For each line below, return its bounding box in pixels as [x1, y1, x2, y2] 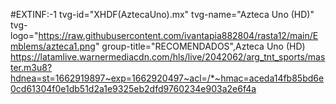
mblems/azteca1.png [10, 40, 96, 52]
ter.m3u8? [10, 62, 53, 73]
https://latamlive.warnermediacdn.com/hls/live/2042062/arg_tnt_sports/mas [10, 51, 326, 63]
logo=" [10, 30, 39, 41]
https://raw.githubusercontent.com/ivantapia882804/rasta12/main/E [38, 30, 319, 41]
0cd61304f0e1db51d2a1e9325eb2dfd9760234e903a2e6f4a [10, 83, 257, 94]
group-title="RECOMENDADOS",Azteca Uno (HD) [101, 40, 306, 52]
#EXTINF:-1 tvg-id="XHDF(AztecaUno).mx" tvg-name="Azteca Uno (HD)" [10, 9, 315, 20]
